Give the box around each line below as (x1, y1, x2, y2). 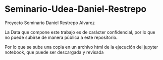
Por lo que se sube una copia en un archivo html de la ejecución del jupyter (4, 44, 159, 50)
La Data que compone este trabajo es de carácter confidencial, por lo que (4, 29, 156, 35)
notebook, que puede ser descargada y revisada (4, 49, 104, 55)
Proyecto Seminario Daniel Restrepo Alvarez (4, 20, 95, 26)
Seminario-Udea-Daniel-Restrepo (4, 3, 147, 15)
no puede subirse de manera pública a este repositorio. (4, 34, 118, 40)
